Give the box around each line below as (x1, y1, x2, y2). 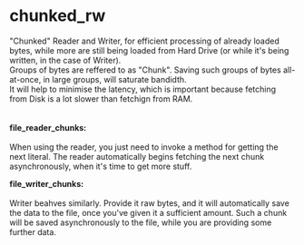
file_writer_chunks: (9, 178, 84, 189)
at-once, (9, 73, 42, 84)
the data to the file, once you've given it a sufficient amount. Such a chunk (9, 207, 288, 218)
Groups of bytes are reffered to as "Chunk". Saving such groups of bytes (9, 64, 281, 75)
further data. (9, 226, 57, 237)
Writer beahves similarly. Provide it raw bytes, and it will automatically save (9, 197, 290, 209)
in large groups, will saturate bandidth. (43, 73, 188, 84)
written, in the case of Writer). (9, 54, 122, 65)
